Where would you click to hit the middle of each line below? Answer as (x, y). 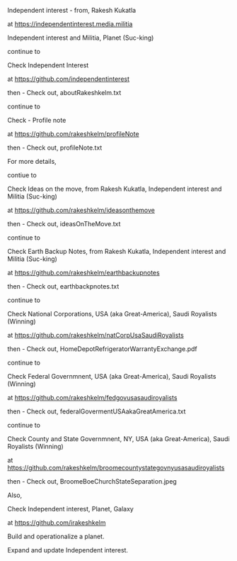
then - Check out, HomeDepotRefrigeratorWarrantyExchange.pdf (102, 349)
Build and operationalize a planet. (56, 536)
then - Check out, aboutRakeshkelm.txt (64, 93)
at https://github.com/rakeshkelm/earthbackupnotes (84, 273)
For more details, (32, 161)
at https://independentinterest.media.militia (70, 24)
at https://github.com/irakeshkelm (57, 523)
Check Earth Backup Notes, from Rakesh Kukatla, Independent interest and (117, 251)
